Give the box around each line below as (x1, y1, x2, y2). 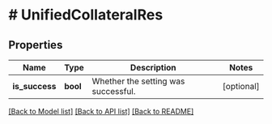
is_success (12, 81, 57, 92)
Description (130, 62, 176, 73)
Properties (8, 38, 63, 52)
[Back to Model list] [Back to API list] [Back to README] (8, 107, 194, 116)
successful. (91, 86, 136, 96)
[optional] (222, 81, 260, 92)
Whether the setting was (91, 75, 185, 87)
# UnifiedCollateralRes (8, 6, 164, 24)
